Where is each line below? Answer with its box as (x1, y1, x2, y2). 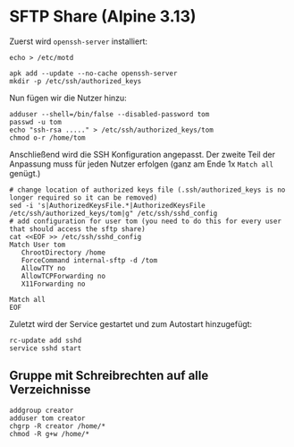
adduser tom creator (9, 414, 87, 423)
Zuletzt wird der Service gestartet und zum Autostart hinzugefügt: (9, 318, 253, 329)
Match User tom (9, 240, 66, 249)
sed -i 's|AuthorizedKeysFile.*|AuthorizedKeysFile (9, 201, 206, 210)
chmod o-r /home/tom (9, 133, 87, 142)
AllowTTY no (21, 263, 66, 272)
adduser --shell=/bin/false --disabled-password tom (9, 109, 210, 118)
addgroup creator (9, 406, 74, 415)
